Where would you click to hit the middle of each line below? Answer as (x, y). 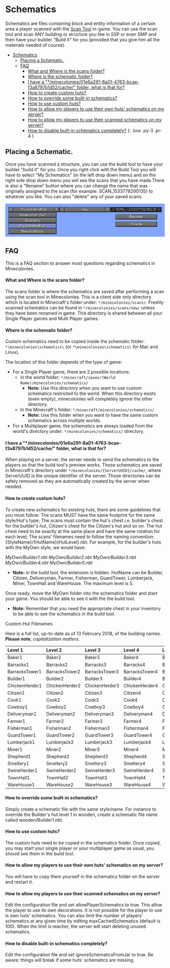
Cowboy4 (134, 707)
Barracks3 (96, 665)
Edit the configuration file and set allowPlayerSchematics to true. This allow (84, 905)
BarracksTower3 (102, 671)
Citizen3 (94, 693)
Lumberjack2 (60, 742)
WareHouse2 (60, 785)
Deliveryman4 (138, 714)
